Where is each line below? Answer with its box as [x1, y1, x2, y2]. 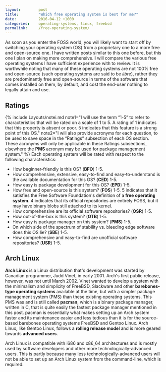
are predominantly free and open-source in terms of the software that [5, 76, 148, 82]
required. [5, 361, 24, 367]
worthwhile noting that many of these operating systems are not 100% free [5, 65, 158, 72]
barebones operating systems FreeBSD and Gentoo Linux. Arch [19, 320, 149, 326]
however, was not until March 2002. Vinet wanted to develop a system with [5, 278, 159, 284]
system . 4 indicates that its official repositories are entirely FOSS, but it [12, 197, 159, 203]
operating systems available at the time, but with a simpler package [15, 288, 155, 294]
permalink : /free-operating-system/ [5, 26, 90, 31]
